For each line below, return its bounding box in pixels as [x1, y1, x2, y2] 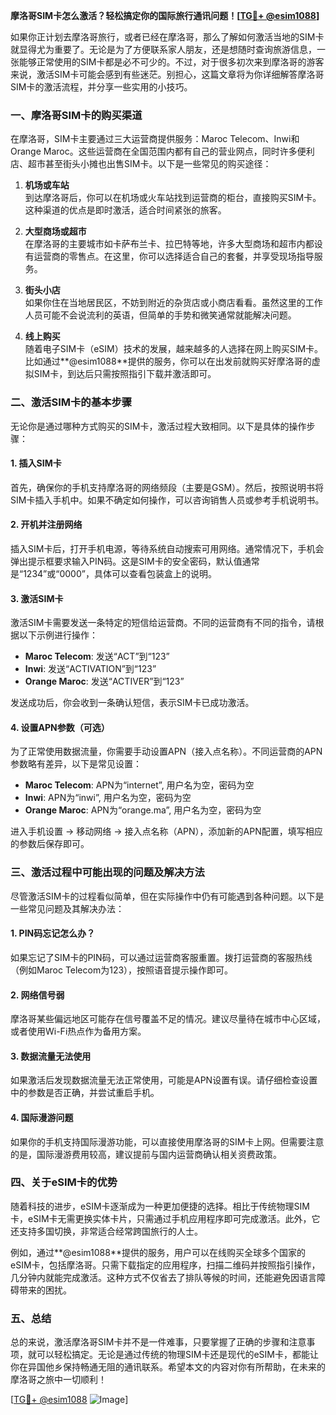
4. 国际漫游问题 [10, 1111, 74, 1123]
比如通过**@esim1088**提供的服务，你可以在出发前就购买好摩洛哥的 [24, 355, 312, 368]
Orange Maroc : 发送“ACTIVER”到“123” [24, 675, 185, 688]
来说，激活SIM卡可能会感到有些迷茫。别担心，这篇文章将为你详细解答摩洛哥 [10, 69, 325, 80]
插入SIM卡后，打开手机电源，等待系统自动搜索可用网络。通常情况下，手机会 [10, 543, 325, 554]
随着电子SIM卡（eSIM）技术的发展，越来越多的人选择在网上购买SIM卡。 [24, 343, 324, 355]
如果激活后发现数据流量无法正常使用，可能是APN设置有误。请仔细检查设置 [10, 1074, 318, 1086]
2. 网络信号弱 [10, 989, 65, 1001]
